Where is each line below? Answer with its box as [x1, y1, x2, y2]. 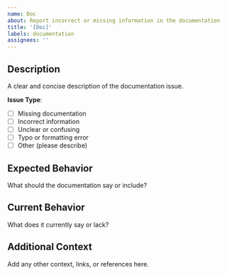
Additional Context [7, 241, 92, 253]
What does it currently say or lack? [7, 220, 109, 229]
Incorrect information [17, 118, 80, 125]
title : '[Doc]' [7, 23, 52, 30]
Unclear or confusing [17, 125, 80, 134]
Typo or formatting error [17, 133, 89, 142]
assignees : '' [7, 37, 50, 44]
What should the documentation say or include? [7, 181, 148, 190]
